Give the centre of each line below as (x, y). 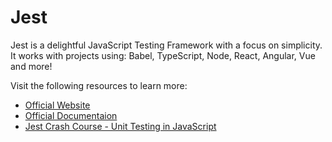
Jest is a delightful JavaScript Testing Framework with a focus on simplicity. (166, 45)
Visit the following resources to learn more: (99, 85)
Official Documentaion (71, 115)
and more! (31, 66)
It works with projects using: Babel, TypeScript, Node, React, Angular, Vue (163, 55)
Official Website (57, 105)
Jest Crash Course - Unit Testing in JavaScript (120, 126)
